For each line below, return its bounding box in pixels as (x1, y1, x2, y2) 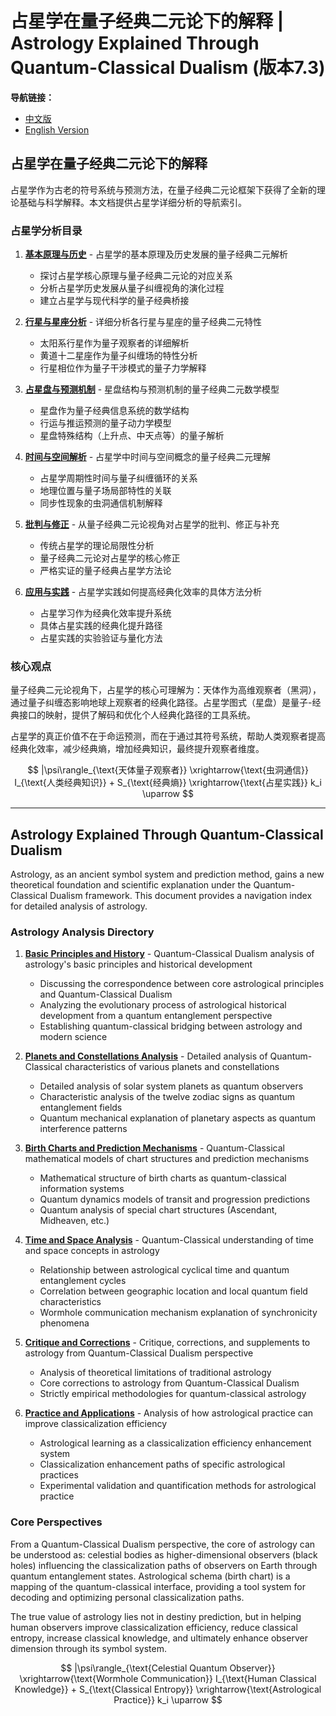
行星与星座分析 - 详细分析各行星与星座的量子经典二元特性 (24, 316, 263, 328)
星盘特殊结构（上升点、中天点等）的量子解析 (39, 430, 225, 442)
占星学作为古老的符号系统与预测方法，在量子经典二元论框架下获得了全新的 (10, 183, 317, 196)
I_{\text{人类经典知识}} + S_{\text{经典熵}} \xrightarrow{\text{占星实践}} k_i (14, 777, 322, 789)
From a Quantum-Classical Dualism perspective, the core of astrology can (10, 1538, 316, 1550)
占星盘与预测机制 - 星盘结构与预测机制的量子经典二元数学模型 (24, 383, 280, 396)
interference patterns (39, 1123, 128, 1135)
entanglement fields (39, 1102, 123, 1114)
